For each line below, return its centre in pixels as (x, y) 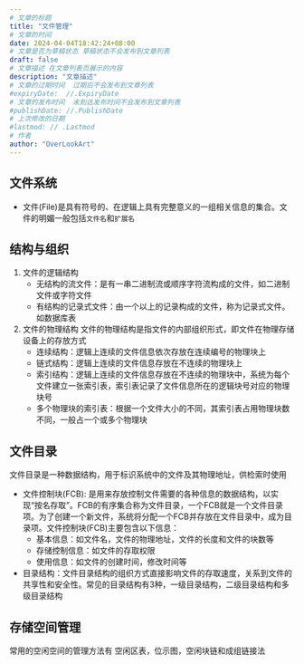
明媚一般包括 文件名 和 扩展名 (87, 217)
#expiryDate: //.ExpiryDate (64, 93)
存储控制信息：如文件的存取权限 (95, 551)
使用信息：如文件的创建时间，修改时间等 (111, 562)
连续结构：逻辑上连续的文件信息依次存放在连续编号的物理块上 (151, 352)
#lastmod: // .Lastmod (52, 128)
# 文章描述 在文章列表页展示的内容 (66, 69)
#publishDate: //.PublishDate (66, 111)
